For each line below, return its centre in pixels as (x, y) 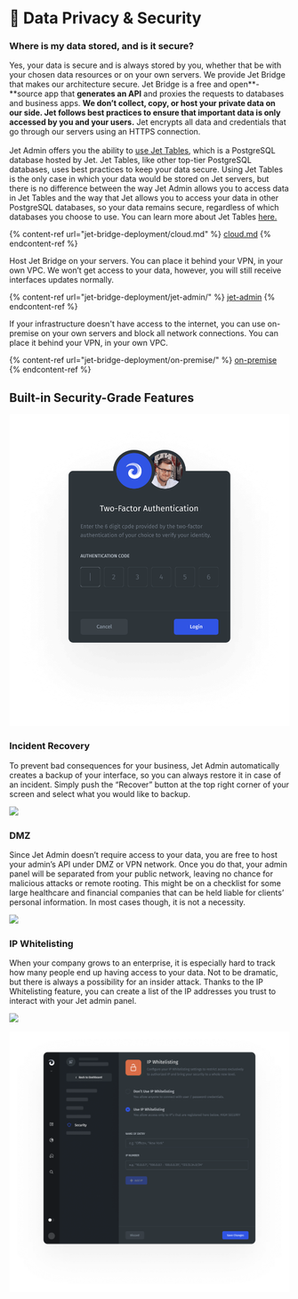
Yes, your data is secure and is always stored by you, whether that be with (145, 65)
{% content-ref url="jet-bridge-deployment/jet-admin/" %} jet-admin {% (142, 297)
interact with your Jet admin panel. (73, 1001)
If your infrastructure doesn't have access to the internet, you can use (137, 324)
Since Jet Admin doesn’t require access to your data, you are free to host (143, 855)
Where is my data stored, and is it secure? (101, 46)
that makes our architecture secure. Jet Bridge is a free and (118, 85)
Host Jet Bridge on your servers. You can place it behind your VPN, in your (146, 261)
